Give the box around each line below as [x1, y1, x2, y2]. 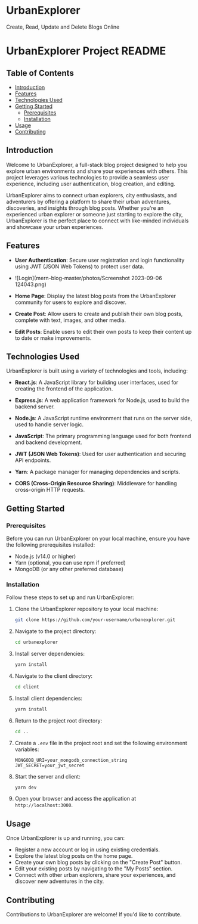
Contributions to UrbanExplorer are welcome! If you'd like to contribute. [6, 911, 182, 918]
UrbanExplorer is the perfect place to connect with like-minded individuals [6, 217, 189, 224]
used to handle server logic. [14, 421, 84, 428]
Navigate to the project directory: [14, 628, 97, 635]
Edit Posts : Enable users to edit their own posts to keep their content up [14, 328, 192, 335]
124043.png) [14, 281, 47, 288]
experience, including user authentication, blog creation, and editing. [6, 180, 176, 187]
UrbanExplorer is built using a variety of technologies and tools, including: [6, 367, 188, 374]
